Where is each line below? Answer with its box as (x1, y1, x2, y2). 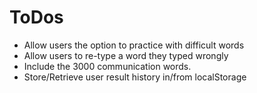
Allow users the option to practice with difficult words (23, 39, 245, 51)
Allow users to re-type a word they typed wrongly (23, 49, 229, 61)
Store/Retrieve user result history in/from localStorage (23, 71, 247, 83)
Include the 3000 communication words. (23, 60, 192, 72)
